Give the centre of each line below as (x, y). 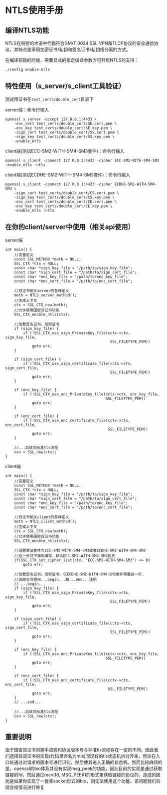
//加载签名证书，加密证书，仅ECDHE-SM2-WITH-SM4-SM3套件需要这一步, (79, 574)
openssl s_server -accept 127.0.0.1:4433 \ (51, 119)
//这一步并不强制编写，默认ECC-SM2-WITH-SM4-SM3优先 (65, 555)
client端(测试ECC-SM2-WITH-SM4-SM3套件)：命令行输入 (65, 151)
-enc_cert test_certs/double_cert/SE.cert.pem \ (66, 123)
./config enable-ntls (28, 69)
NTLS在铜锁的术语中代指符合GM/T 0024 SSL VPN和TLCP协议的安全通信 (80, 43)
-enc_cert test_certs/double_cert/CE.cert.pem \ (66, 201)
